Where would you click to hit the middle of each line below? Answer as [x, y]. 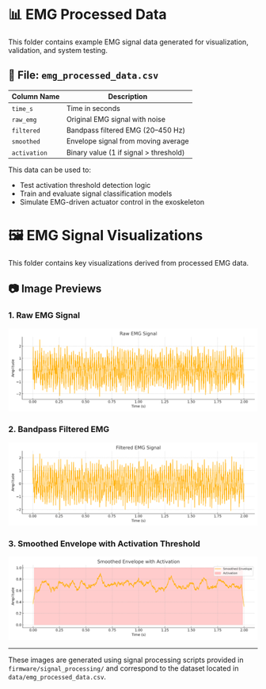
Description [128, 97]
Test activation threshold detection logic [85, 185]
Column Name [36, 97]
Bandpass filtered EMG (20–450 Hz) [126, 130]
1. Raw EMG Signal [44, 316]
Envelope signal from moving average [127, 141]
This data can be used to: [50, 170]
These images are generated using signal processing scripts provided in [126, 660]
